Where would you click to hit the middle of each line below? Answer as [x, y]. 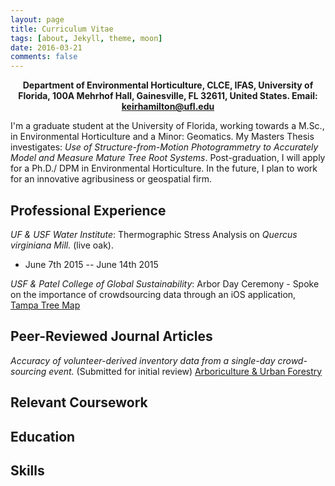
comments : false [44, 57]
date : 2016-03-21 [46, 47]
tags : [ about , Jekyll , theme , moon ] [86, 38]
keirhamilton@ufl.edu [168, 107]
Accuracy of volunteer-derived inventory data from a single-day [143, 360]
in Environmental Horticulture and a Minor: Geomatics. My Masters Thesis [162, 137]
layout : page [37, 19]
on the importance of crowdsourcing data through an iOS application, [153, 294]
